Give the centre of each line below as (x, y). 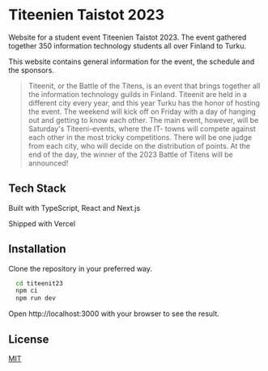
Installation (37, 249)
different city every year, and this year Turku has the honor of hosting (144, 103)
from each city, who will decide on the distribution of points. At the (139, 145)
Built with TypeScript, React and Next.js (74, 208)
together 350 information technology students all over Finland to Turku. (128, 45)
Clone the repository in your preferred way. (80, 268)
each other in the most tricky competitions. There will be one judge (140, 137)
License (29, 339)
